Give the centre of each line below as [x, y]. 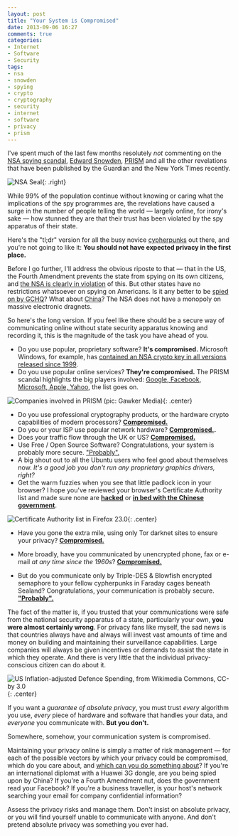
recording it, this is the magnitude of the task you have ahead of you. [108, 336]
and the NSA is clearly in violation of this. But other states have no [104, 284]
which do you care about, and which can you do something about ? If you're [118, 766]
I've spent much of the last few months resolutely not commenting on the [114, 153]
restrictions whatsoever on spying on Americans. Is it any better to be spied [118, 292]
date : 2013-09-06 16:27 [43, 27]
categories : [25, 41]
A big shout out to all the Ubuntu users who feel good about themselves [123, 460]
